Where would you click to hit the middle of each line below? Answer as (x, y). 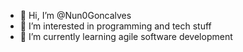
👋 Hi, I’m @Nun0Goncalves (75, 15)
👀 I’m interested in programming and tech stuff (115, 26)
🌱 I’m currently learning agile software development (126, 36)
